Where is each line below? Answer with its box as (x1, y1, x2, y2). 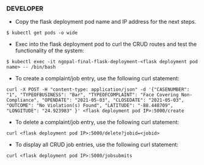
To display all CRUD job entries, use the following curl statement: (15, 141, 179, 149)
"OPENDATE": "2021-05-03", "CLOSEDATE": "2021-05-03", (42, 97, 184, 104)
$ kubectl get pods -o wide (6, 30, 78, 36)
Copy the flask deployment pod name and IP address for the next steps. (15, 18, 197, 26)
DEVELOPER (6, 4, 44, 13)
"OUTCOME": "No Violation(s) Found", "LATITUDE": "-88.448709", (6, 102, 173, 109)
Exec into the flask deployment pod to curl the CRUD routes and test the (15, 41, 197, 48)
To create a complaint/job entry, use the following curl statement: (15, 75, 180, 82)
